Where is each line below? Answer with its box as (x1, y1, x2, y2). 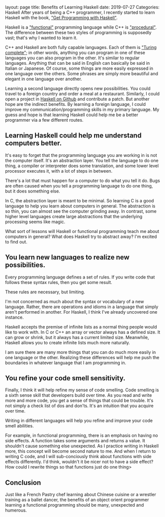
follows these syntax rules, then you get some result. (5, 279, 112, 285)
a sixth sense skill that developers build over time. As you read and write (5, 392, 152, 398)
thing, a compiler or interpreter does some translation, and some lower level (5, 163, 159, 169)
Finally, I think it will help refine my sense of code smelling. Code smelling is (5, 387, 159, 393)
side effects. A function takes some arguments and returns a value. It (5, 438, 145, 444)
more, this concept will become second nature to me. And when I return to (5, 448, 156, 454)
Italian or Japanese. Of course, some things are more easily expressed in (5, 65, 154, 71)
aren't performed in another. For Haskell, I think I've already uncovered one (5, 309, 158, 315)
